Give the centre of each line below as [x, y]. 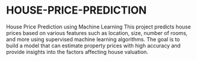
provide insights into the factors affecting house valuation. [77, 52]
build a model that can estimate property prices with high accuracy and [93, 46]
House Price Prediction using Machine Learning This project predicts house [99, 27]
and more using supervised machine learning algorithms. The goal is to [93, 39]
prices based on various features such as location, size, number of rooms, [97, 33]
